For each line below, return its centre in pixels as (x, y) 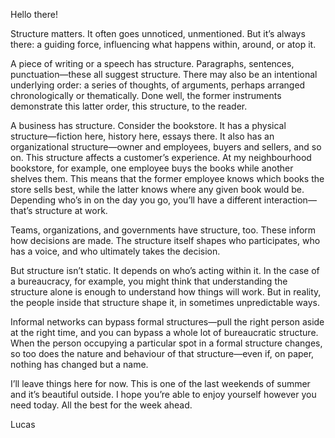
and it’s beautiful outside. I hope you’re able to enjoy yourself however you (163, 394)
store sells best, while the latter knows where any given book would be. (157, 189)
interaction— (290, 200)
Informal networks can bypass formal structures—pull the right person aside (167, 322)
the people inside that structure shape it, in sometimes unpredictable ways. (165, 302)
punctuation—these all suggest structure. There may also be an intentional (164, 74)
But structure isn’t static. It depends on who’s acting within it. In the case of (165, 270)
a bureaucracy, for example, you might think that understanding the (149, 281)
